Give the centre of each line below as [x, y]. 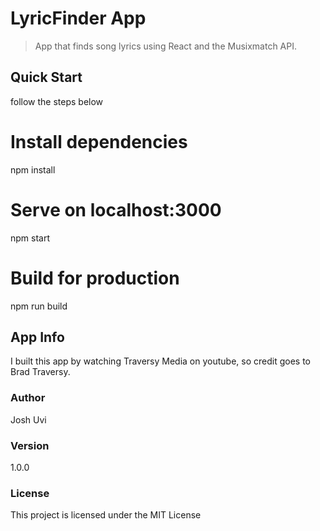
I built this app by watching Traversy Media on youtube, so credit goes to [161, 361]
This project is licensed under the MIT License [106, 515]
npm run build [39, 306]
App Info [37, 337]
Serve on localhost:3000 [116, 209]
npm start [30, 238]
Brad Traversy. [40, 372]
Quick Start [46, 77]
